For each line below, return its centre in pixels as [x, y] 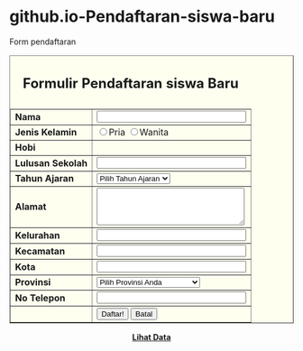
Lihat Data [151, 337]
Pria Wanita [139, 133]
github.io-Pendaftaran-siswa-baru [142, 17]
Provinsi [33, 282]
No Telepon [40, 298]
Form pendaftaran [43, 42]
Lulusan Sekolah [51, 162]
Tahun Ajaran [45, 179]
